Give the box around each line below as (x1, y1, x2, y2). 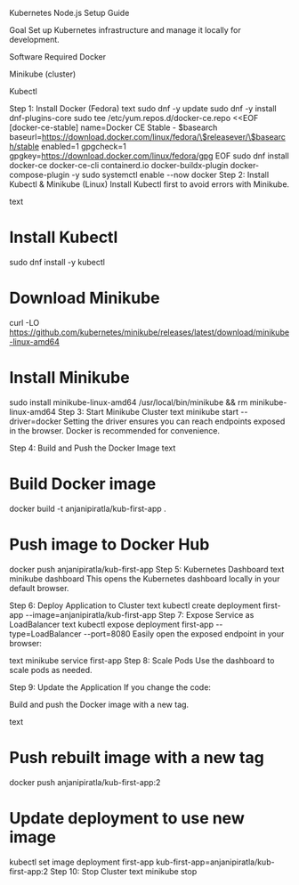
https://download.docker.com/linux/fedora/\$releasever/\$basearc (41, 132, 287, 142)
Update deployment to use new (9, 808, 245, 828)
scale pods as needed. (9, 664, 93, 675)
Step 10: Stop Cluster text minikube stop (50, 865, 198, 876)
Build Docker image (9, 474, 157, 493)
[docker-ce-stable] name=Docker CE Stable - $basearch (9, 122, 218, 133)
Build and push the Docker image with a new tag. (9, 699, 190, 710)
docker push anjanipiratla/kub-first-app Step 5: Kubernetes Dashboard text (9, 564, 285, 574)
